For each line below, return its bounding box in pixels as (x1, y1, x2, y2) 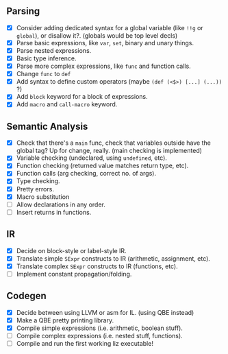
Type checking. (16, 177, 60, 185)
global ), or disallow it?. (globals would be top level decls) (16, 31, 178, 40)
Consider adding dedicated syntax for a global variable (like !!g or (16, 23, 203, 32)
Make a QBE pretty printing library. (16, 316, 114, 324)
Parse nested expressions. (16, 46, 92, 54)
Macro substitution (16, 192, 70, 201)
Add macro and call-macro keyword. (16, 100, 118, 108)
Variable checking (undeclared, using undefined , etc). (16, 154, 167, 162)
